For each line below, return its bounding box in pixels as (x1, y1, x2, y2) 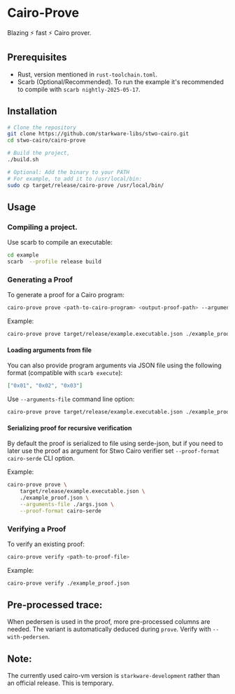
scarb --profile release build (7, 258, 101, 266)
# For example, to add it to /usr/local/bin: (7, 175, 142, 182)
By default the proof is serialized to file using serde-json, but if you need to (7, 440, 224, 448)
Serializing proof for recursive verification (7, 423, 132, 432)
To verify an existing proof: (7, 540, 85, 548)
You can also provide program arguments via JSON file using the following (7, 361, 222, 369)
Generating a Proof (7, 275, 73, 285)
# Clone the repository (7, 124, 77, 131)
